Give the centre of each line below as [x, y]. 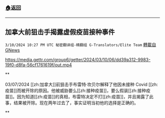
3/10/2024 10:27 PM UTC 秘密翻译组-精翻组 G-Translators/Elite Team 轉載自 [81, 45]
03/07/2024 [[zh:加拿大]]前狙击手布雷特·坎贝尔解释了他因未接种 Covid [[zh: [82, 85]
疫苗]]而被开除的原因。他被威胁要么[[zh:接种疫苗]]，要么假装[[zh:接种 [76, 91]
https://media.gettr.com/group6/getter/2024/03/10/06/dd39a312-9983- [78, 60]
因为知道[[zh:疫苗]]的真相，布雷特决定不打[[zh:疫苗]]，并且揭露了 [83, 97]
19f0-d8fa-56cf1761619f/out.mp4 [39, 65]
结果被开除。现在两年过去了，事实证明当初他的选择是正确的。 [76, 103]
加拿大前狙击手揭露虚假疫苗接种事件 [60, 32]
